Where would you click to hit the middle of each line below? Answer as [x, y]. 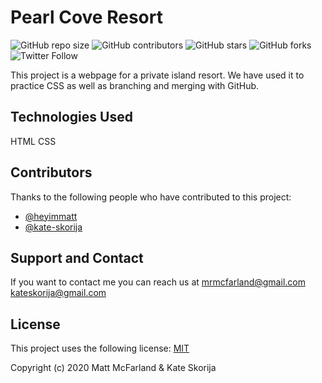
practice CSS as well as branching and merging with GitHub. [135, 85]
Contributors [51, 172]
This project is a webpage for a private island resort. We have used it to [157, 75]
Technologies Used [71, 117]
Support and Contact [77, 257]
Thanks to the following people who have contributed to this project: [151, 197]
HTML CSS [33, 141]
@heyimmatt [51, 216]
